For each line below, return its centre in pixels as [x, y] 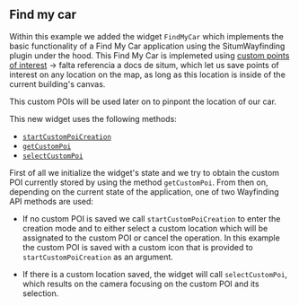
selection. [40, 293]
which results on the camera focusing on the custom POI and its [141, 284]
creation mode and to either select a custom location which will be [145, 228]
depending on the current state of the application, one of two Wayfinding [145, 191]
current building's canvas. [57, 83]
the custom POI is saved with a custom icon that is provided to [138, 247]
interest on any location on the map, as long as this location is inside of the [147, 74]
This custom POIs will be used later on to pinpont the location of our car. [143, 101]
